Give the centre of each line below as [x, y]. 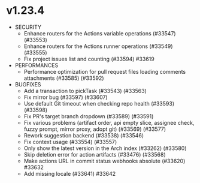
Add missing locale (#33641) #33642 [70, 173]
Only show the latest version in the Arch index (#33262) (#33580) [105, 148]
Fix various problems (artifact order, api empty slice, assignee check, [109, 122]
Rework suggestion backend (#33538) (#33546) [84, 135]
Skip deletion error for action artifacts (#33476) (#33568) [95, 154]
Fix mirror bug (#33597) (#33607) [66, 97]
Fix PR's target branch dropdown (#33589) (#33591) [89, 116]
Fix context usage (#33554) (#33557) [70, 142]
